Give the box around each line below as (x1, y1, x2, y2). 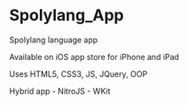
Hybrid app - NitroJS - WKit (9, 86, 111, 96)
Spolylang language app (9, 34, 98, 45)
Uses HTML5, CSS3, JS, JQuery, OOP (9, 68, 148, 79)
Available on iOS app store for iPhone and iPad (9, 51, 180, 62)
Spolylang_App (9, 5, 124, 26)
